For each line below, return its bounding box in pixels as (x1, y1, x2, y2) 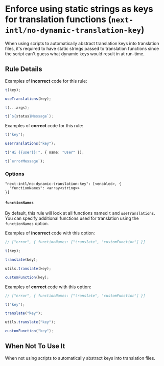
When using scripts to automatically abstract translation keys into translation (5, 40, 159, 46)
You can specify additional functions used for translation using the (5, 215, 139, 221)
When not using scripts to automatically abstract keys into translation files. (5, 355, 156, 361)
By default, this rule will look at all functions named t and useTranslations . (5, 210, 155, 216)
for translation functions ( (5, 14, 112, 25)
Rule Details (5, 65, 43, 73)
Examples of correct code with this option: (5, 284, 92, 290)
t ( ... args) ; (5, 105, 29, 110)
